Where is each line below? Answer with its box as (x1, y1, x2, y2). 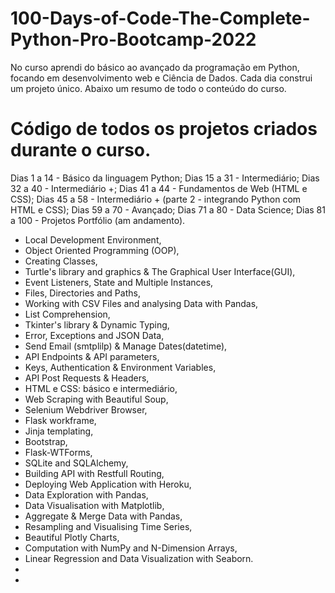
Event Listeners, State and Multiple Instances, (24, 276, 214, 288)
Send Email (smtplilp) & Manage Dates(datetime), (24, 340, 228, 352)
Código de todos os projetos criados (10, 118, 318, 141)
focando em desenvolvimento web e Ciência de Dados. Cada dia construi (10, 72, 313, 84)
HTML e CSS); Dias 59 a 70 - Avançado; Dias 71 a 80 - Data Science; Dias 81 (10, 203, 326, 216)
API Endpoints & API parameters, (24, 350, 160, 362)
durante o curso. (10, 139, 152, 162)
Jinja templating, (24, 425, 94, 437)
